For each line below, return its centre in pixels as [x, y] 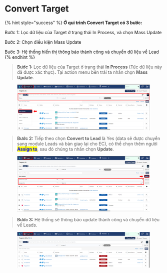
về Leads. [27, 225]
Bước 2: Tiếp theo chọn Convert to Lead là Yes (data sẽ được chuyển [88, 138]
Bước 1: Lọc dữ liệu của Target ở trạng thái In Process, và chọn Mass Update [83, 32]
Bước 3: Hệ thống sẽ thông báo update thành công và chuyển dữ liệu [88, 219]
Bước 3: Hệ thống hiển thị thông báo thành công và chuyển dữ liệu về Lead [82, 52]
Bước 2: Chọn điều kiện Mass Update [43, 42]
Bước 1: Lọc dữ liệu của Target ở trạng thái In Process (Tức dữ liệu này [89, 67]
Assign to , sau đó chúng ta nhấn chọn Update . [65, 149]
